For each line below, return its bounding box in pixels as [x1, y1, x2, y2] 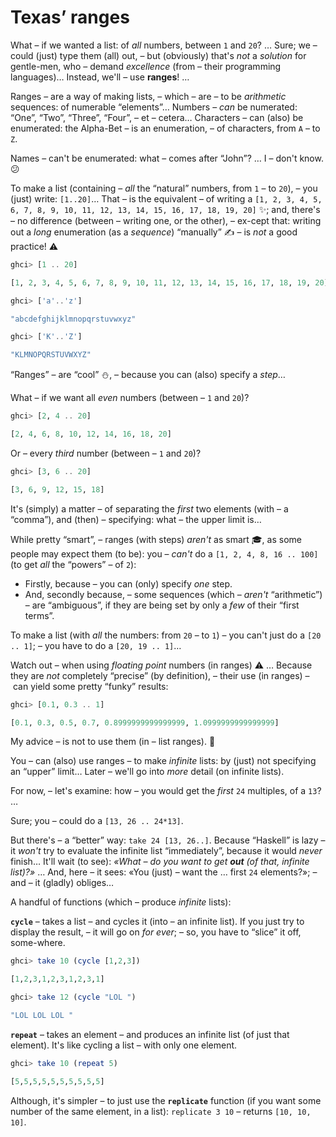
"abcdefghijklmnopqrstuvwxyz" [10, 314, 137, 324]
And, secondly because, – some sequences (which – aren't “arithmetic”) [24, 588, 323, 600]
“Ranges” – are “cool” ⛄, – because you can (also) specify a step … [10, 369, 286, 381]
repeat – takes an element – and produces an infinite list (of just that [10, 1028, 290, 1040]
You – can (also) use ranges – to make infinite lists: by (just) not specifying [10, 755, 317, 767]
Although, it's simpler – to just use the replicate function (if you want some [10, 1094, 322, 1106]
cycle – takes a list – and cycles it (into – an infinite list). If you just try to [10, 916, 305, 928]
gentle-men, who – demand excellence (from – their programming [10, 60, 282, 72]
